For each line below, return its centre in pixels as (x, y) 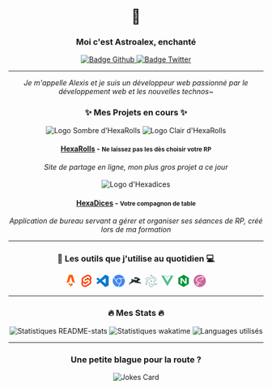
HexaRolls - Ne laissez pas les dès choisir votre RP (136, 149)
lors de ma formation (136, 230)
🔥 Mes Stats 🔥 (136, 313)
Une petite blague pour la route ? (136, 359)
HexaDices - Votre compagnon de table (136, 203)
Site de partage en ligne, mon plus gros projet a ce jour (136, 166)
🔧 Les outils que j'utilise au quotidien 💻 (136, 259)
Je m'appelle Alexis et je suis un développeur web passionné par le (136, 83)
